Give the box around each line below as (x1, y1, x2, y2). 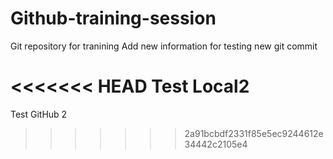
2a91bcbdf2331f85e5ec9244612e (184, 127, 324, 139)
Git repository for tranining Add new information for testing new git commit (10, 40, 318, 52)
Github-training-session (10, 7, 217, 30)
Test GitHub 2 (10, 108, 68, 120)
